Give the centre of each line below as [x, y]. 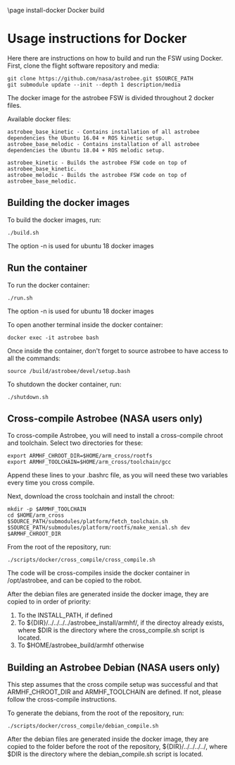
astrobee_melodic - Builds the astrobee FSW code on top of [97, 175]
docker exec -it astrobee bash [53, 338]
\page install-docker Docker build [56, 10]
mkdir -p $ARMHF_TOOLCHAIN [47, 509]
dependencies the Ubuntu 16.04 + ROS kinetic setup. [86, 138]
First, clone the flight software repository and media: [83, 66]
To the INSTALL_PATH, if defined [65, 616]
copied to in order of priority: [49, 601]
